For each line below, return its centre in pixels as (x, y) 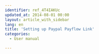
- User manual (24, 39)
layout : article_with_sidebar (37, 20)
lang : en (14, 24)
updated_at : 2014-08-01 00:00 (37, 15)
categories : (17, 34)
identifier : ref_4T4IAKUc (32, 10)
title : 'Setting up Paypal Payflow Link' (50, 29)
